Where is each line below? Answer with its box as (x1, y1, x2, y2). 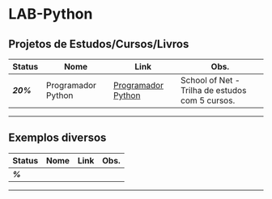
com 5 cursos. (181, 95, 236, 106)
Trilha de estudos (181, 85, 247, 95)
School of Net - (181, 74, 240, 86)
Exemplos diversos (8, 131, 107, 145)
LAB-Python (8, 5, 93, 23)
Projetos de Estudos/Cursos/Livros (8, 37, 189, 51)
